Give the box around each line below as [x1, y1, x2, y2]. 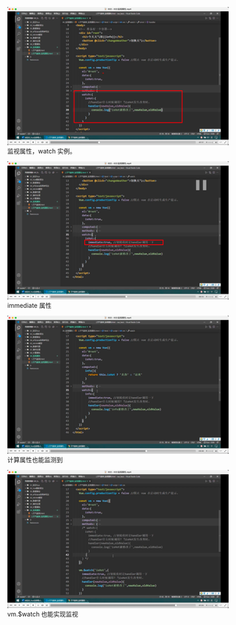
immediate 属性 [7, 302, 52, 309]
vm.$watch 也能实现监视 [7, 610, 79, 618]
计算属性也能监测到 [7, 456, 63, 464]
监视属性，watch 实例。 [7, 147, 76, 155]
